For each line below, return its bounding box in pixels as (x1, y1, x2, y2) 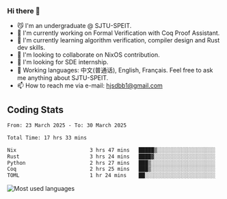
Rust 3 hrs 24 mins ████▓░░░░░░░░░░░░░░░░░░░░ (7, 153, 215, 160)
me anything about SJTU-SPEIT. (16, 74, 109, 82)
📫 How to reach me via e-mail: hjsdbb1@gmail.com (16, 81, 163, 90)
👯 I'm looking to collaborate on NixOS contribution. (16, 51, 160, 59)
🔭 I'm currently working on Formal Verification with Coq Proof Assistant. (16, 29, 220, 37)
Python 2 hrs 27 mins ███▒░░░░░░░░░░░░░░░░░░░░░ (7, 159, 215, 166)
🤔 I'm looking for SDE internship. (16, 58, 109, 66)
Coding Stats (7, 104, 64, 116)
